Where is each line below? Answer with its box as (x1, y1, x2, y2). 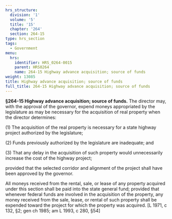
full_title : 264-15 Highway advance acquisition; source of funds (5, 84, 150, 89)
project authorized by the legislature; (5, 129, 83, 136)
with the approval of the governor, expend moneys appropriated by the (5, 103, 156, 109)
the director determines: (5, 114, 56, 121)
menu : (5, 50, 17, 55)
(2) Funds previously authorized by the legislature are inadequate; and (5, 140, 154, 146)
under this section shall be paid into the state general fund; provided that (5, 186, 160, 192)
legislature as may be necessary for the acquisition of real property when (5, 109, 161, 115)
